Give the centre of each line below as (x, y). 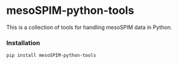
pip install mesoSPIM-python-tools (51, 56)
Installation (23, 43)
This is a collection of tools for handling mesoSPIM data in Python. (89, 27)
